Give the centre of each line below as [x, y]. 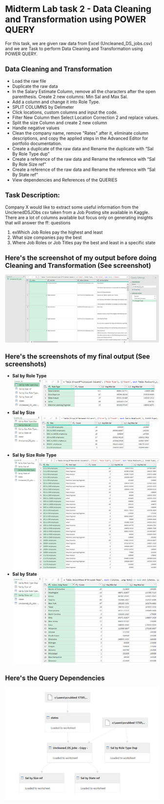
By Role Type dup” [31, 154]
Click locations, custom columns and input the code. [65, 112]
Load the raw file [29, 81]
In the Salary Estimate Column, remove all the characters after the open [84, 91]
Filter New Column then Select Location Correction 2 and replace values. [85, 117]
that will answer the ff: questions [38, 223]
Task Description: [32, 195]
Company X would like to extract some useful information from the [72, 207]
